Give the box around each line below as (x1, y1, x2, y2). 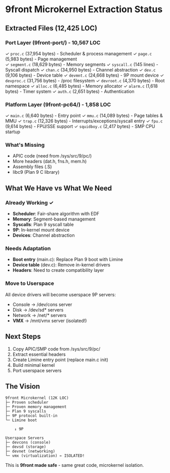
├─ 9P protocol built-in (5, 413, 58, 419)
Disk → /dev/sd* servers (12, 306, 64, 313)
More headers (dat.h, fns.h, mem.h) (12, 159, 87, 165)
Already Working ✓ (5, 199, 54, 206)
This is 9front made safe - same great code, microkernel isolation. (5, 462, 144, 468)
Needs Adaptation (5, 245, 51, 252)
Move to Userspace (5, 280, 54, 287)
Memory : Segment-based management (12, 216, 96, 222)
